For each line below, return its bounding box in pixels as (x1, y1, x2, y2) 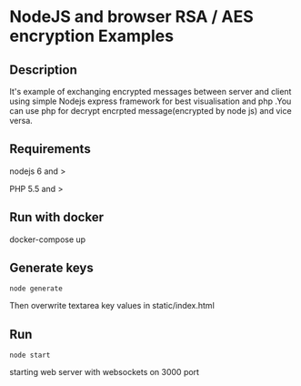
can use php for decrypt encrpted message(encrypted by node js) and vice (9, 106, 293, 116)
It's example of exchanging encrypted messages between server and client (9, 86, 292, 96)
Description (9, 62, 77, 77)
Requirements (9, 141, 91, 157)
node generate (9, 284, 64, 293)
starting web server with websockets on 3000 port (9, 367, 200, 378)
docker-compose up (9, 234, 86, 245)
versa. (9, 116, 34, 126)
